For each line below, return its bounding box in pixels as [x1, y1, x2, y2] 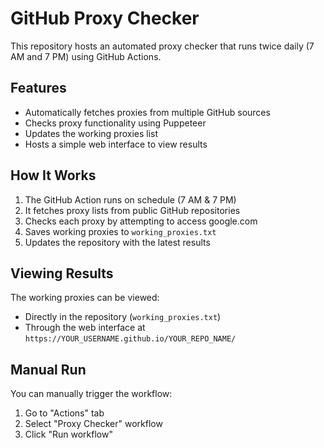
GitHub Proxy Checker [10, 7, 200, 30]
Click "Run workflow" [24, 428, 113, 441]
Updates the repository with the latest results [24, 236, 211, 248]
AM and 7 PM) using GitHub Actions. [10, 50, 162, 62]
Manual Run [10, 361, 87, 378]
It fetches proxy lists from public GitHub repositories [24, 204, 241, 216]
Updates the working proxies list [24, 127, 159, 139]
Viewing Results [10, 265, 114, 282]
